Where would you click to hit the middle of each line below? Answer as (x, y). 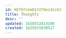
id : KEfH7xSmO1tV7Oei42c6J (33, 10)
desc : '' (14, 19)
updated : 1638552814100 (30, 23)
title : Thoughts (22, 14)
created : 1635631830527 (30, 28)
